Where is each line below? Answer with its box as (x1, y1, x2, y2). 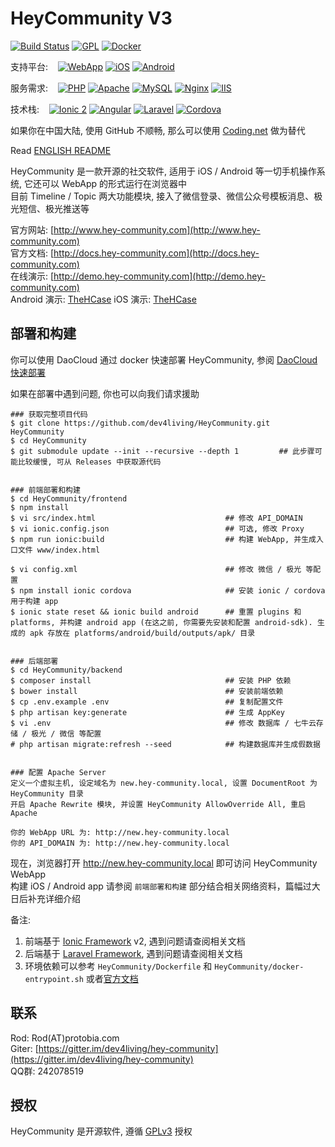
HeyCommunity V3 (10, 7, 173, 30)
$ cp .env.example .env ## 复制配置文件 (10, 697, 284, 707)
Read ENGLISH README (10, 144, 112, 156)
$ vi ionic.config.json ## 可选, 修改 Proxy (10, 523, 305, 534)
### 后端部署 (10, 656, 59, 666)
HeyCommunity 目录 (10, 788, 84, 799)
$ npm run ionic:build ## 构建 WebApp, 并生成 (10, 534, 317, 544)
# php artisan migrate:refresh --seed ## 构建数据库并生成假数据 (10, 739, 321, 749)
